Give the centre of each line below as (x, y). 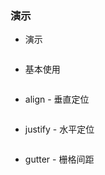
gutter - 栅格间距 (59, 159)
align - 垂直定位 (57, 99)
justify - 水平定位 (59, 129)
